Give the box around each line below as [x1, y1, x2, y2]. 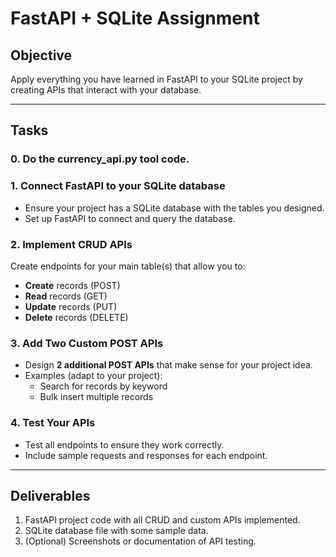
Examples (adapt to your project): [24, 370, 163, 382]
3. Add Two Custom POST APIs [10, 336, 164, 350]
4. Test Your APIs [10, 416, 96, 430]
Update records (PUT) [24, 300, 118, 312]
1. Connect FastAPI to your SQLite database [10, 179, 226, 193]
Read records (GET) [24, 290, 108, 302]
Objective [10, 47, 73, 64]
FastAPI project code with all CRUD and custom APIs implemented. [24, 514, 301, 526]
